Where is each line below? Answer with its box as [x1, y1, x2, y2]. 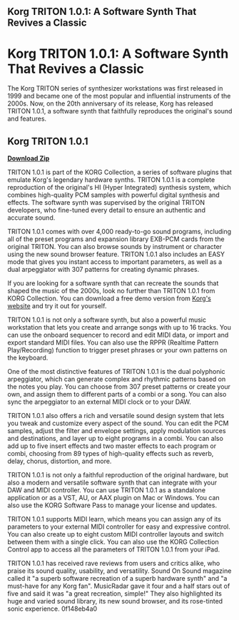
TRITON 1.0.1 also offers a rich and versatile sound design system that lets [7, 412, 225, 420]
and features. [7, 114, 47, 123]
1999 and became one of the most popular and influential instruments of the [7, 92, 231, 101]
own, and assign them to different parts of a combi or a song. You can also [7, 390, 227, 399]
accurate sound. [7, 213, 56, 222]
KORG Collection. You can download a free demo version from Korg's [7, 294, 212, 303]
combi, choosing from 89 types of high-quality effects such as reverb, [7, 449, 214, 458]
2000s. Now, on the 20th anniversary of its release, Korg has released [7, 99, 213, 108]
